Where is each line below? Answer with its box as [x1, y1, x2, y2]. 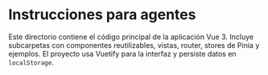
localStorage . [8, 57, 54, 67]
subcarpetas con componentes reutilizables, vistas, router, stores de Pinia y [8, 40, 260, 49]
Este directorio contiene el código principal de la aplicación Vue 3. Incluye [8, 32, 254, 41]
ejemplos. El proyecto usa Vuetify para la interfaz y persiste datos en [8, 49, 237, 58]
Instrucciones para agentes [8, 6, 196, 24]
